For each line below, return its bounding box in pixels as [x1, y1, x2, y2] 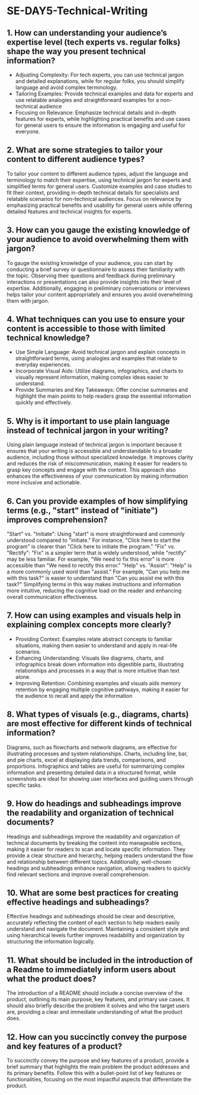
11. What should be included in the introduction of [7, 955, 193, 965]
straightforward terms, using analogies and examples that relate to [15, 355, 178, 362]
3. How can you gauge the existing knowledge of [7, 225, 190, 235]
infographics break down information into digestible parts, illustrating [15, 660, 184, 668]
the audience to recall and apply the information [15, 692, 133, 699]
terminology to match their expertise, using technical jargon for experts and [7, 176, 191, 183]
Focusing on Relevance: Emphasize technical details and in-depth [15, 109, 176, 116]
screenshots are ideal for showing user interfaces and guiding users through [7, 775, 194, 782]
